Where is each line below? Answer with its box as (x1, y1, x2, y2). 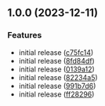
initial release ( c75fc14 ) (18, 47, 94, 57)
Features (7, 30, 42, 41)
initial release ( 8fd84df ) (18, 56, 95, 65)
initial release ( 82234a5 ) (18, 72, 99, 82)
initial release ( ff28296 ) (18, 90, 95, 99)
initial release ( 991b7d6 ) (18, 81, 96, 90)
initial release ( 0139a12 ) (18, 64, 95, 74)
